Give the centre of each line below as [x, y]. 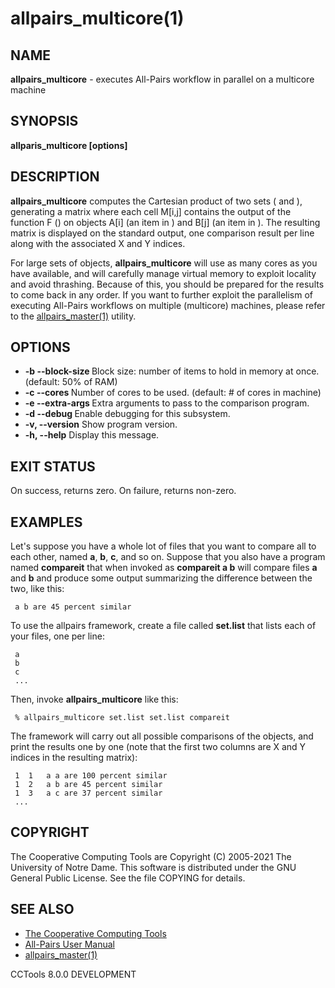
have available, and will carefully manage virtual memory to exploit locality [163, 273]
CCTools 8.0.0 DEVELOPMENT [73, 974]
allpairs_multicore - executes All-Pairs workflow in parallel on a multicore [162, 79]
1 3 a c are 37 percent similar [88, 793]
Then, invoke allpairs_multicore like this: [94, 699]
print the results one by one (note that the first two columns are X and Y [158, 747]
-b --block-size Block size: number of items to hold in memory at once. [172, 371]
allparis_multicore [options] [69, 145]
